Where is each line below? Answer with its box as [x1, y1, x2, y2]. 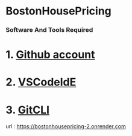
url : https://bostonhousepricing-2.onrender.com [5, 123, 126, 130]
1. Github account [5, 48, 95, 61]
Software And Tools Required [5, 26, 93, 34]
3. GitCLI [5, 103, 49, 117]
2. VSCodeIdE [5, 75, 77, 89]
